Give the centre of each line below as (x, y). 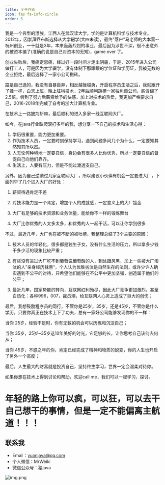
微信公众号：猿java (31, 468)
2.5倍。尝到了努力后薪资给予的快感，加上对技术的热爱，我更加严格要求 (77, 97)
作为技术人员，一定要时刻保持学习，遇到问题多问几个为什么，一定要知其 (85, 141)
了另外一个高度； (22, 356)
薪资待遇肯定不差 (29, 192)
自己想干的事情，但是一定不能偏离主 (78, 411)
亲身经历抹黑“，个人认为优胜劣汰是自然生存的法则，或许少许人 (90, 267)
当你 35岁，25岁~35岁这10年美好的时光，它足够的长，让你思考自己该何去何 (82, 333)
